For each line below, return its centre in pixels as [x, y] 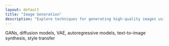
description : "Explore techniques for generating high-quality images [81, 19]
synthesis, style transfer [30, 38]
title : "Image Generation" [33, 14]
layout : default [22, 10]
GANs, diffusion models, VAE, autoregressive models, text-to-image [75, 33]
